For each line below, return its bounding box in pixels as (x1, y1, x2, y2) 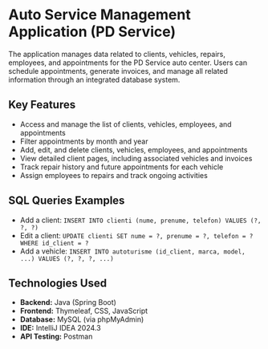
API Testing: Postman (19, 331, 93, 342)
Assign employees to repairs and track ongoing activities (19, 170, 209, 180)
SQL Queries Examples (8, 194, 125, 208)
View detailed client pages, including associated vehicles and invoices (19, 153, 253, 163)
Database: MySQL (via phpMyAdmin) (19, 315, 144, 324)
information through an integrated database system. (8, 75, 181, 84)
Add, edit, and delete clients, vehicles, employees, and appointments (19, 144, 248, 154)
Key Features (8, 98, 76, 112)
